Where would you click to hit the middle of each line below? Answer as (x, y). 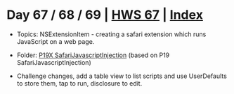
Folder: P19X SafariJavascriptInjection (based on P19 (93, 55)
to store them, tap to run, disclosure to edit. (79, 83)
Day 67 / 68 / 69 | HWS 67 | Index (105, 15)
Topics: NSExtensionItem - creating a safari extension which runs (111, 34)
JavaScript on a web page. (56, 41)
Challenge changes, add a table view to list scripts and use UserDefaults (122, 76)
